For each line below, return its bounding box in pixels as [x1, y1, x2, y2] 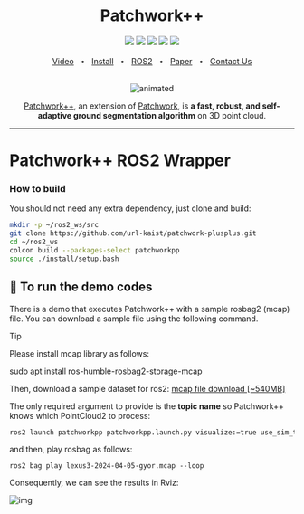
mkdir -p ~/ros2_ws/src [9, 221, 100, 230]
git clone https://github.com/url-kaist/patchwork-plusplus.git [9, 229, 257, 238]
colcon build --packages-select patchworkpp [9, 246, 180, 255]
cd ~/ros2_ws [9, 237, 59, 247]
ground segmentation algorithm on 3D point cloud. [72, 109, 267, 120]
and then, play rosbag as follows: [9, 444, 133, 455]
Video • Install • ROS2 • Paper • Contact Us [52, 55, 252, 66]
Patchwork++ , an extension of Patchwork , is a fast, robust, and [24, 100, 261, 111]
